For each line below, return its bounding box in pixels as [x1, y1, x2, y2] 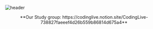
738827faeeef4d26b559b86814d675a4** [40, 20, 128, 25]
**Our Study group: [19, 14, 61, 20]
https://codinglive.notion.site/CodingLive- [62, 14, 148, 20]
